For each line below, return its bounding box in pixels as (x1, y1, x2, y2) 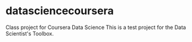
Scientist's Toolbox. (5, 30, 54, 37)
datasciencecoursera (5, 4, 114, 18)
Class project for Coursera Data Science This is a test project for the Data (5, 24, 186, 31)
